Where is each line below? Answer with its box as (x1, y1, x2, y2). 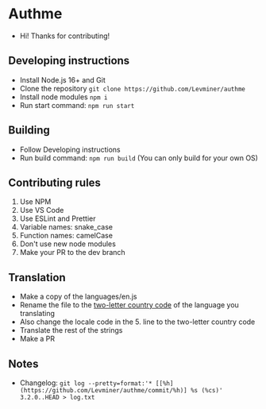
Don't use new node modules (19, 239, 117, 249)
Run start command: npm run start (19, 100, 135, 110)
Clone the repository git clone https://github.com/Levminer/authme (19, 83, 246, 93)
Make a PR (19, 334, 56, 344)
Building (8, 124, 50, 137)
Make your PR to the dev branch (19, 248, 125, 257)
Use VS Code (19, 206, 64, 215)
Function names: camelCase (19, 231, 114, 241)
